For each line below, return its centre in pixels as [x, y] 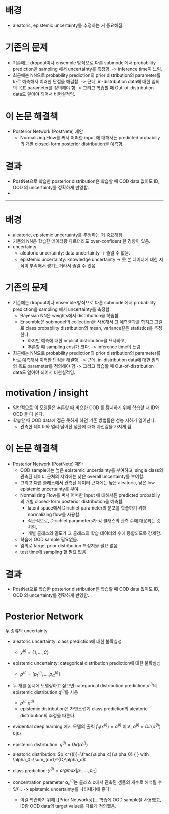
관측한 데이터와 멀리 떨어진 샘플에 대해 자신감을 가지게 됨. [76, 426]
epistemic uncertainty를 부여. [50, 489]
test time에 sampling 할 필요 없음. [54, 552]
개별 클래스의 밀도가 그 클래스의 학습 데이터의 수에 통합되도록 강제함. [95, 533]
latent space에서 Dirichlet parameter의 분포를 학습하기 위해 [87, 507]
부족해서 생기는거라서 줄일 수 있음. [63, 265]
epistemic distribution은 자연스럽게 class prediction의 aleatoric [84, 709]
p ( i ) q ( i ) [27, 702]
